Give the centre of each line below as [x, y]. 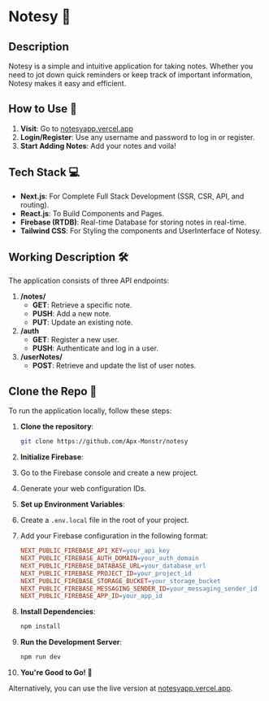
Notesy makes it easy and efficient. [67, 83]
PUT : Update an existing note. [82, 322]
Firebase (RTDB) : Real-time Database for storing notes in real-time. [133, 222]
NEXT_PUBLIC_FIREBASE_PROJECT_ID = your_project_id [106, 573]
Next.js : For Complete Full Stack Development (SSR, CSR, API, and [132, 196]
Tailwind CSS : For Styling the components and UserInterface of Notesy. [141, 230]
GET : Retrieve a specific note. [82, 305]
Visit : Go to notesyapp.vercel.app [77, 128]
